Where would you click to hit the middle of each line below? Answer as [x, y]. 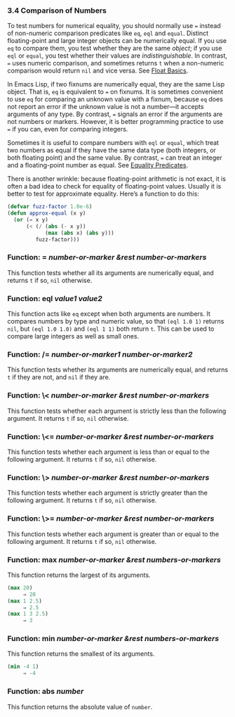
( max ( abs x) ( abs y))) [79, 233]
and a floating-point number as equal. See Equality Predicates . [98, 165]
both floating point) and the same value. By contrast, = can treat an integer [115, 158]
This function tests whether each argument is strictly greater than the [108, 493]
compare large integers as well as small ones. [73, 336]
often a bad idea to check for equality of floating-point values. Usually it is [114, 186]
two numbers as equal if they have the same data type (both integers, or [112, 151]
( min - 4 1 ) [23, 667]
